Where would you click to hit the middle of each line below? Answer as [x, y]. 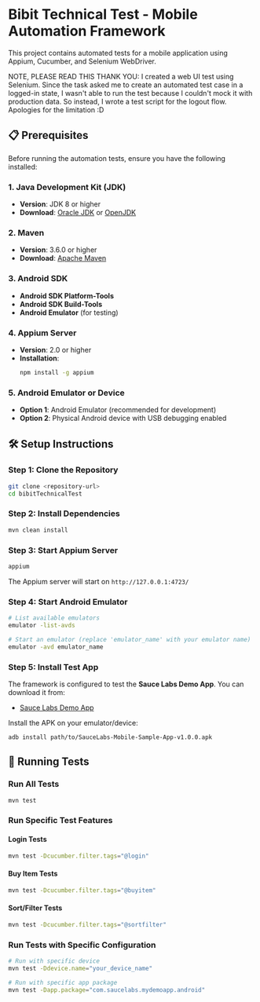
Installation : [39, 358]
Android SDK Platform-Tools [66, 295]
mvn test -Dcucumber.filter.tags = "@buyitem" [82, 890]
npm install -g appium [57, 372]
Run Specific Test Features [60, 821]
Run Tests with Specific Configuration [82, 945]
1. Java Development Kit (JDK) [67, 187]
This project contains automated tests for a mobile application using [118, 53]
